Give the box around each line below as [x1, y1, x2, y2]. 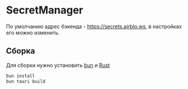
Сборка [6, 46, 35, 56]
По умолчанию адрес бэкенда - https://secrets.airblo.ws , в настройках [6, 23, 182, 30]
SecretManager [6, 4, 83, 17]
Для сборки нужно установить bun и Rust [6, 61, 110, 69]
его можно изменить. [6, 29, 60, 36]
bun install [6, 73, 35, 79]
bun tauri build [6, 78, 46, 84]
